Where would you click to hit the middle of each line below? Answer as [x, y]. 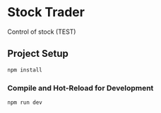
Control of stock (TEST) [42, 32]
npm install [25, 70]
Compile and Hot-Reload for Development [80, 88]
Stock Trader [46, 12]
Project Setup [38, 54]
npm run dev [25, 102]
